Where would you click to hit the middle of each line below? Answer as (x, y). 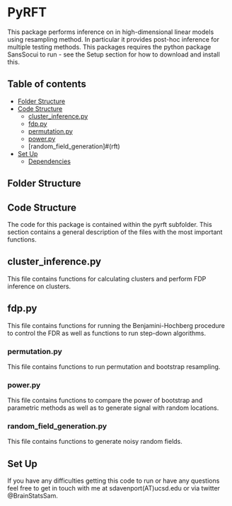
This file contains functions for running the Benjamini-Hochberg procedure (116, 325)
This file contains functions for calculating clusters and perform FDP (107, 278)
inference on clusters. (39, 286)
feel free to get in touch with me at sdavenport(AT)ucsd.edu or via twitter (114, 488)
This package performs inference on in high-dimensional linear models (111, 32)
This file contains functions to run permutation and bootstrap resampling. (114, 366)
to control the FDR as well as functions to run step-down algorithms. (107, 333)
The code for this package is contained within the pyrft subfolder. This (110, 224)
